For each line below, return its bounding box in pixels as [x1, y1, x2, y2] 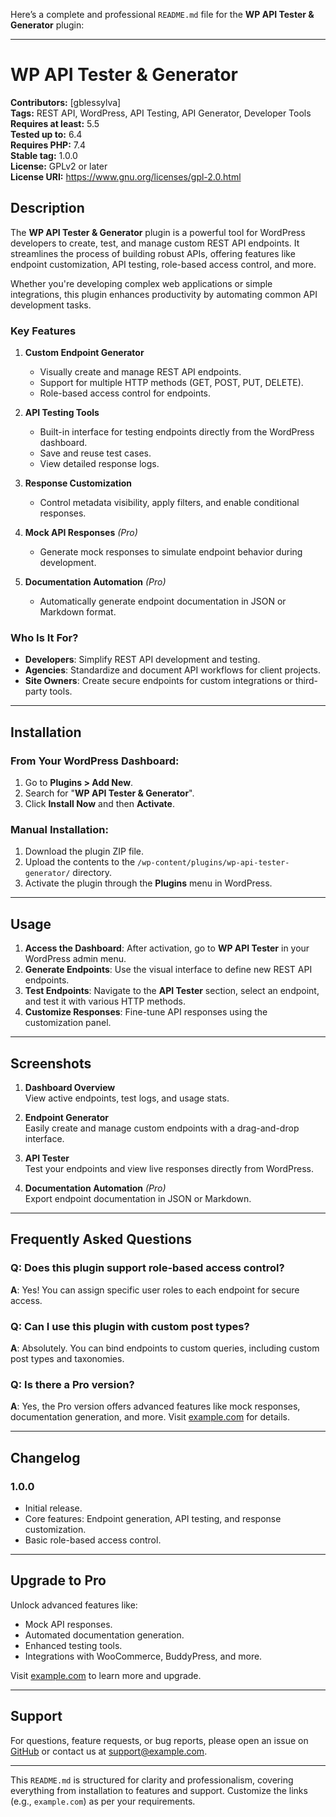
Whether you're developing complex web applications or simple [10, 277, 273, 289]
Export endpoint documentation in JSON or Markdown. [24, 1192, 252, 1204]
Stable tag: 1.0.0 [10, 149, 78, 161]
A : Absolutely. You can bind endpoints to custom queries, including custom [10, 1342, 320, 1354]
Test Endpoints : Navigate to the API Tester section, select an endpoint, [24, 985, 320, 997]
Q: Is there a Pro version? [10, 1377, 135, 1391]
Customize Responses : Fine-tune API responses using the [24, 1006, 268, 1018]
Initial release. [24, 1502, 83, 1514]
